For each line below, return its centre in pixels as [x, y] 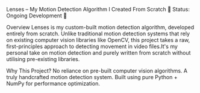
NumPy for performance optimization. [53, 83]
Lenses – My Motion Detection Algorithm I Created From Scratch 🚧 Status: [98, 9]
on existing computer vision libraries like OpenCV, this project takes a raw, [98, 40]
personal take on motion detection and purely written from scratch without [98, 53]
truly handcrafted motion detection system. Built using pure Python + [92, 77]
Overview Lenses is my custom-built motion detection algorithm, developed [100, 27]
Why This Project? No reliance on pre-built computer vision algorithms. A [97, 71]
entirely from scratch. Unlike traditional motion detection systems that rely [98, 34]
